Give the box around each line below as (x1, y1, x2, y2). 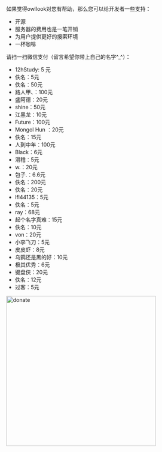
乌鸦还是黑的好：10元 (14, 254, 68, 261)
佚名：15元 (14, 134, 42, 140)
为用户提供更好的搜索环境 (14, 33, 78, 40)
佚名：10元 (14, 224, 42, 231)
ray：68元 (14, 209, 40, 215)
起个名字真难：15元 (14, 216, 63, 223)
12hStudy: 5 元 (14, 66, 51, 73)
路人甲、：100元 (14, 89, 53, 95)
